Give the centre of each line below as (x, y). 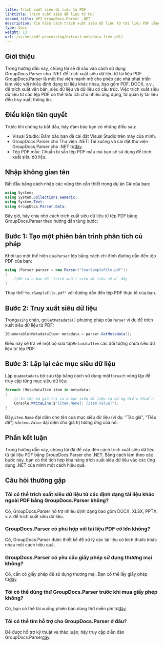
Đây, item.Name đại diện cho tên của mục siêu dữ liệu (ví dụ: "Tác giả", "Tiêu (81, 417)
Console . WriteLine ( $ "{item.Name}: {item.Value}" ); (66, 403)
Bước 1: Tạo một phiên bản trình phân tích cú (74, 237)
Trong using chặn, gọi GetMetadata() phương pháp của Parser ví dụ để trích (79, 320)
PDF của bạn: (19, 261)
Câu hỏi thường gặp (35, 481)
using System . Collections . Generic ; (41, 198)
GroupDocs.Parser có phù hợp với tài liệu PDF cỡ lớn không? (78, 529)
